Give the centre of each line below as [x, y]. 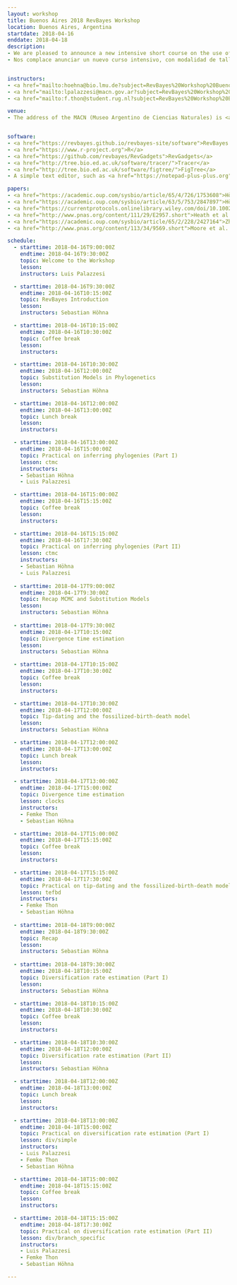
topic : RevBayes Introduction [65, 300]
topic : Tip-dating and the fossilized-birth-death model [105, 717]
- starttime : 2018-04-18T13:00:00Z [66, 1120]
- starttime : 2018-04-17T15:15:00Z [66, 873]
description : [26, 47]
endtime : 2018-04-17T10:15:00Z [66, 632]
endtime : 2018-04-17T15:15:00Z [66, 840]
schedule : [22, 241]
